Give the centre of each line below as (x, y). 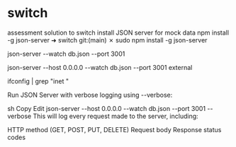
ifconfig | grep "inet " (38, 81)
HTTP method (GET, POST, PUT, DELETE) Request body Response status (114, 129)
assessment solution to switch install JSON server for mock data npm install (118, 33)
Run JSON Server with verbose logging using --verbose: (90, 95)
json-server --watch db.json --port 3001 (66, 54)
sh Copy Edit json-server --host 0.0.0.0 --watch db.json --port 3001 (107, 108)
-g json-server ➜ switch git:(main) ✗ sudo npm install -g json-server (107, 40)
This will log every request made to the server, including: (116, 116)
